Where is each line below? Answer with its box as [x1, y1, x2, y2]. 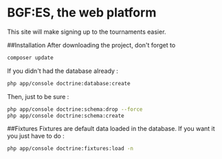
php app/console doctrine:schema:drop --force [7, 105, 143, 113]
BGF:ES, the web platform [7, 5, 157, 21]
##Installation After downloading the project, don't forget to [7, 41, 176, 49]
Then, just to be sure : [7, 92, 69, 100]
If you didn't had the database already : [7, 67, 119, 75]
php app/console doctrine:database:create [7, 80, 131, 87]
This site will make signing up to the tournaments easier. [7, 28, 166, 36]
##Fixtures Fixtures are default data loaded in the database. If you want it [7, 125, 215, 133]
